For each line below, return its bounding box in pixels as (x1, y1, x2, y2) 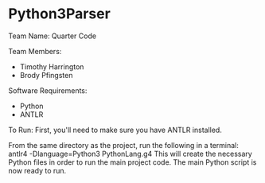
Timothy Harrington (19, 61, 84, 72)
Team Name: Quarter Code (8, 31, 97, 41)
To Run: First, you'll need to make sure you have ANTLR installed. (8, 125, 223, 134)
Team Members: (8, 46, 62, 56)
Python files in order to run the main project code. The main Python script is (8, 157, 257, 167)
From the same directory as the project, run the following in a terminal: (8, 140, 239, 150)
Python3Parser (8, 5, 111, 23)
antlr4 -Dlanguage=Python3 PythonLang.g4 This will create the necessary (8, 149, 252, 158)
